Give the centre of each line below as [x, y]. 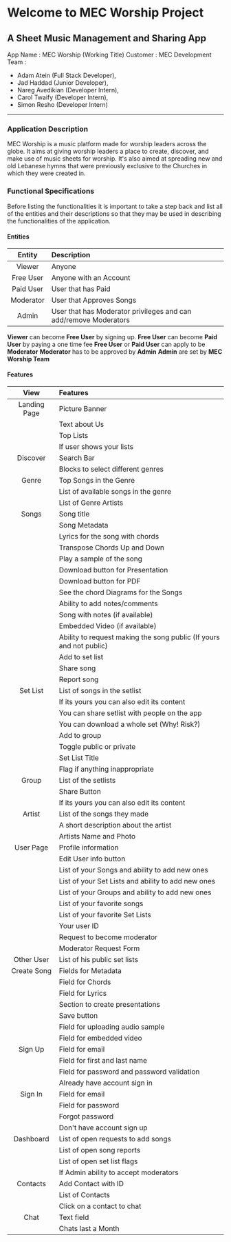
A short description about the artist [115, 825]
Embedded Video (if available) [108, 626]
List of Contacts [84, 1195]
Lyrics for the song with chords [109, 536]
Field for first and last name [103, 1060]
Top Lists [74, 435]
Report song [79, 679]
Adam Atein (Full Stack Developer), [67, 75]
